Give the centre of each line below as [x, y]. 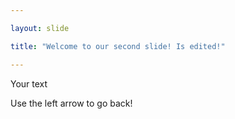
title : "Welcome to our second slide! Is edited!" [118, 46]
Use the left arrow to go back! [71, 103]
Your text [29, 83]
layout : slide [40, 28]
